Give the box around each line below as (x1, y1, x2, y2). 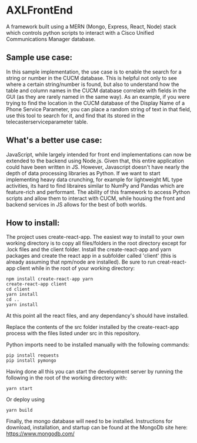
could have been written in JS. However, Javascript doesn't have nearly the (6, 163, 189, 171)
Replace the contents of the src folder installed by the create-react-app (6, 324, 179, 331)
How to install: (6, 218, 60, 228)
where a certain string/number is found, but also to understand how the (6, 81, 179, 88)
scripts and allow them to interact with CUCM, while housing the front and (6, 195, 185, 202)
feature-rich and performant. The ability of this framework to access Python (6, 188, 190, 195)
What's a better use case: (6, 135, 102, 145)
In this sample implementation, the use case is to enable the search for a (6, 68, 182, 75)
